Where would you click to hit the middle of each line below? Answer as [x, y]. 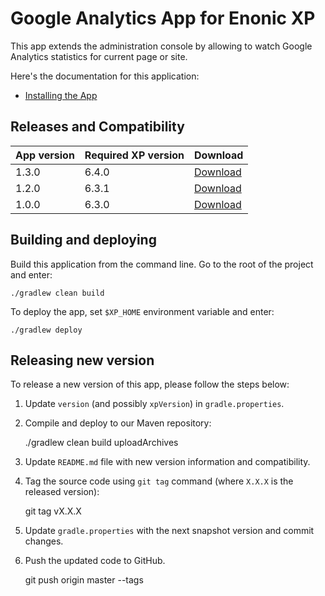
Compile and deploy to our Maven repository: [118, 423]
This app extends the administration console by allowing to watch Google [161, 46]
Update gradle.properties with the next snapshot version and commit [169, 531]
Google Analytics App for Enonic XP [163, 18]
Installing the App [61, 95]
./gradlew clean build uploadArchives [101, 443]
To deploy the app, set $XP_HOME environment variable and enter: [142, 311]
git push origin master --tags [84, 580]
